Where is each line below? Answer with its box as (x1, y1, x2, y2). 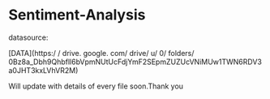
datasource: (8, 32, 49, 42)
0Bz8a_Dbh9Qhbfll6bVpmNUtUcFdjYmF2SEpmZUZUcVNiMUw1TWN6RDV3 (8, 57, 262, 67)
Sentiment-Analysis (8, 6, 146, 24)
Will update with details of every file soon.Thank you (8, 81, 184, 91)
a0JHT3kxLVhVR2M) (8, 65, 79, 75)
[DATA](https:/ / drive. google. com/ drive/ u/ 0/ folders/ (8, 48, 195, 58)
